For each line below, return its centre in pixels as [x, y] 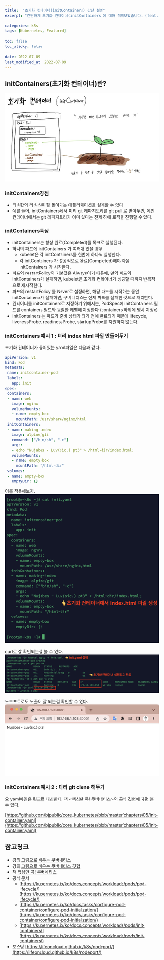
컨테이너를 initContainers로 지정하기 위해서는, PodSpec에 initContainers [82, 304]
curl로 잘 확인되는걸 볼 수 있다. [34, 651]
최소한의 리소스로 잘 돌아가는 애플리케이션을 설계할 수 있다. [68, 205]
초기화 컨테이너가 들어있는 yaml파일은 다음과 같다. [53, 347]
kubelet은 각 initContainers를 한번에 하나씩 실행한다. [70, 255]
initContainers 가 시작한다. [45, 267]
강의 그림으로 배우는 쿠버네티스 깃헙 [46, 866]
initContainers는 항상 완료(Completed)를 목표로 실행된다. [67, 243]
